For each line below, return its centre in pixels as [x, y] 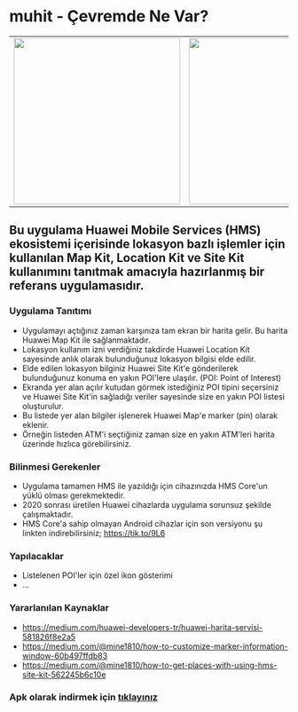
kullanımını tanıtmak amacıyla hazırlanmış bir [137, 272]
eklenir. [35, 424]
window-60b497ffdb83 [65, 655]
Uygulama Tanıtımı [50, 311]
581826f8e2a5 [49, 637]
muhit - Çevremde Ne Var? [109, 16]
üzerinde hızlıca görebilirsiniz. [77, 443]
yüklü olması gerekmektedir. [74, 495]
